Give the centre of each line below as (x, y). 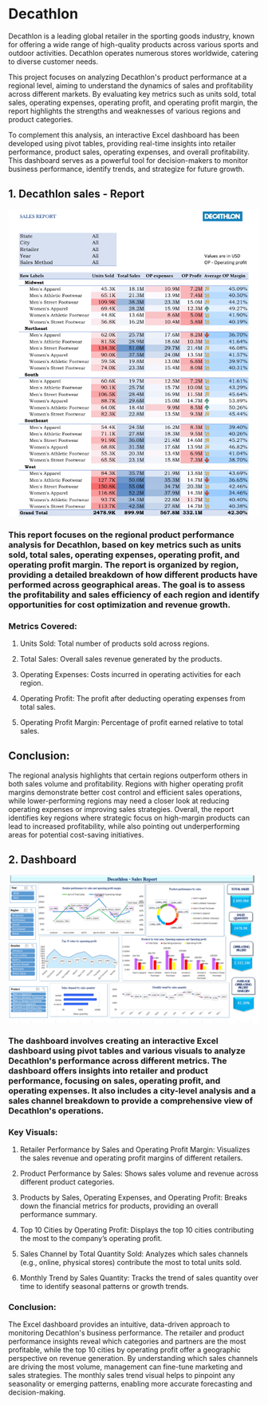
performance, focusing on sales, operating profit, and (114, 1081)
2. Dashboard (43, 860)
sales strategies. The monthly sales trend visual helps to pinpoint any (122, 1375)
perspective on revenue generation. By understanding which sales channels (133, 1359)
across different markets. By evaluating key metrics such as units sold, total (132, 94)
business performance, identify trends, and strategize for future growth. (126, 169)
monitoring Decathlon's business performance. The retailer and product (126, 1333)
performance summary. (59, 1215)
